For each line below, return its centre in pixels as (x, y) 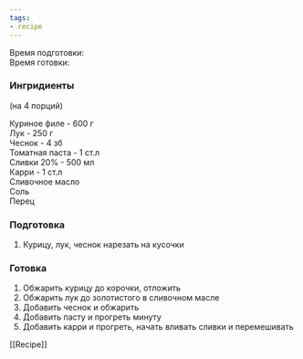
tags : (20, 18)
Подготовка (37, 225)
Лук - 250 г (31, 132)
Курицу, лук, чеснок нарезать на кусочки (103, 245)
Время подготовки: (47, 52)
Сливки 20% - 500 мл (52, 162)
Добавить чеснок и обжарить (81, 308)
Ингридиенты (42, 86)
